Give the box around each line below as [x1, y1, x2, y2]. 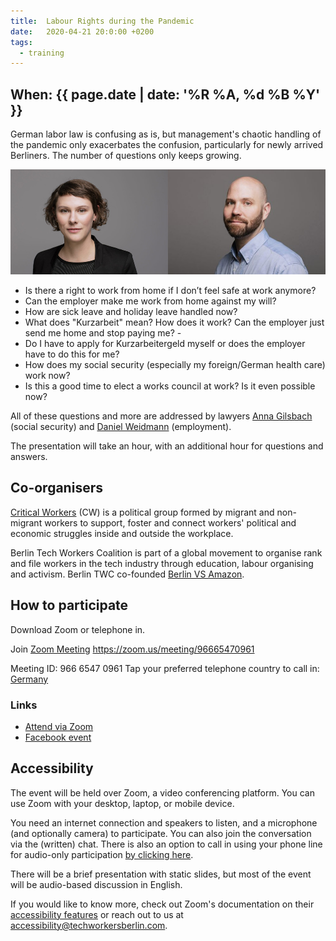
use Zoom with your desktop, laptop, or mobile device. [10, 797, 235, 809]
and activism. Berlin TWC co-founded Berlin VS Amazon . [10, 568, 245, 580]
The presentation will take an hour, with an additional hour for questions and [10, 440, 324, 452]
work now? [24, 370, 71, 382]
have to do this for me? [24, 348, 120, 360]
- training [19, 48, 65, 58]
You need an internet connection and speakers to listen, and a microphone [10, 816, 318, 829]
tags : [10, 37, 33, 47]
